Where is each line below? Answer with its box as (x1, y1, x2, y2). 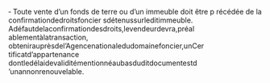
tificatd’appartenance (8, 50, 80, 59)
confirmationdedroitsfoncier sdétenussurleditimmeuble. (8, 15, 193, 25)
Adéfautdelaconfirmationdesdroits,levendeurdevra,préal (8, 24, 195, 33)
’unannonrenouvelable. (8, 67, 85, 76)
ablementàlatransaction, (8, 32, 89, 42)
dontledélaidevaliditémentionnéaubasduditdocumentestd (8, 58, 197, 68)
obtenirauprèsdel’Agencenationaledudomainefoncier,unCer (8, 41, 205, 51)
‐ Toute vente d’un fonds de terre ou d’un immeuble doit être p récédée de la (8, 7, 262, 16)
